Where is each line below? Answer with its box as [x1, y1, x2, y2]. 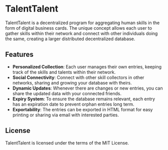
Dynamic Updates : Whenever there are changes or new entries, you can [12, 85, 163, 91]
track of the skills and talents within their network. [12, 69, 116, 75]
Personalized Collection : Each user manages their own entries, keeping [12, 63, 162, 69]
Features [5, 50, 34, 59]
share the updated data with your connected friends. [12, 90, 122, 96]
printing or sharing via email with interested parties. [12, 112, 119, 118]
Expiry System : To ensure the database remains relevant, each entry [12, 96, 155, 102]
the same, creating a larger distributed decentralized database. [5, 36, 135, 42]
